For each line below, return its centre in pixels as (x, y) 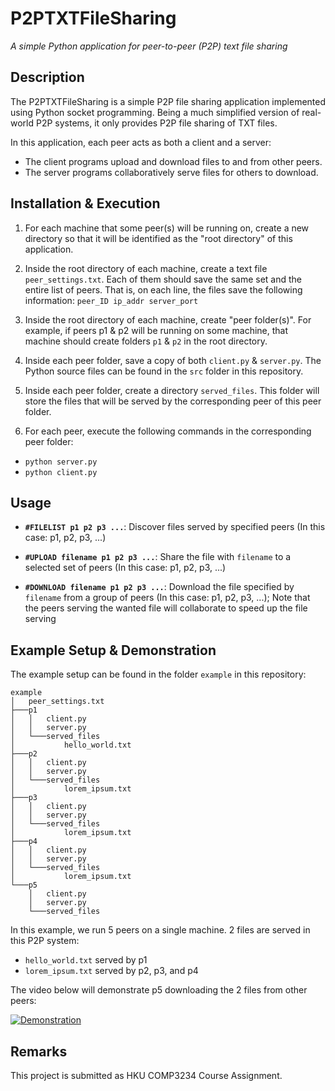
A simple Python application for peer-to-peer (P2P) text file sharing (149, 46)
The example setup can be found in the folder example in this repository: (158, 674)
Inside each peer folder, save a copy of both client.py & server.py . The (173, 360)
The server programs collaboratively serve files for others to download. (171, 172)
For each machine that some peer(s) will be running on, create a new (167, 228)
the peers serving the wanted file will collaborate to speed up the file (166, 608)
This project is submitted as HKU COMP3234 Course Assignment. (146, 1075)
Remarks (39, 1051)
